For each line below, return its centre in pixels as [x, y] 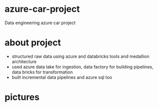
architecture [24, 61]
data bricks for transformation [42, 72]
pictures [22, 97]
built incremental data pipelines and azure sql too [62, 77]
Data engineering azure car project [40, 23]
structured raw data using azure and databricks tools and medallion [80, 56]
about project [33, 43]
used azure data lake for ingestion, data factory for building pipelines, [82, 67]
